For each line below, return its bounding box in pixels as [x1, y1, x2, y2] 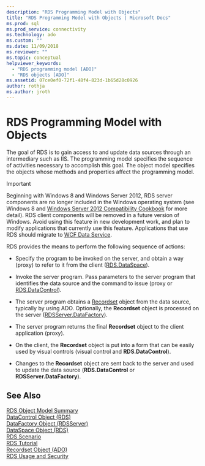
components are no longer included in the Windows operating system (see [6, 198, 195, 205]
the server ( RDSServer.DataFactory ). [15, 311, 108, 318]
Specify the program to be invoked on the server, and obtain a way [15, 254, 184, 262]
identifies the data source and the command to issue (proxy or [15, 280, 173, 287]
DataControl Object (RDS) [6, 413, 72, 421]
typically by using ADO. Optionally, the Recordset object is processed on [15, 304, 199, 311]
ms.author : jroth [6, 89, 51, 95]
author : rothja [6, 83, 45, 90]
